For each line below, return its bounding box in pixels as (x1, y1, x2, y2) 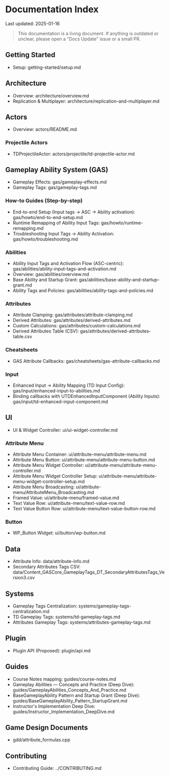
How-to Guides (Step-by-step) (5, 197, 83, 204)
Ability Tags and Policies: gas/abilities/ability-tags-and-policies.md (12, 288, 154, 294)
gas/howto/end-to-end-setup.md (12, 214, 83, 220)
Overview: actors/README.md (12, 126, 77, 132)
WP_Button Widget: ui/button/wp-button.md (12, 530, 106, 536)
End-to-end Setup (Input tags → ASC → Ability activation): (12, 208, 135, 215)
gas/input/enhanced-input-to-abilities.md (12, 387, 101, 394)
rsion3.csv (12, 575, 35, 581)
